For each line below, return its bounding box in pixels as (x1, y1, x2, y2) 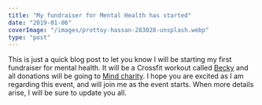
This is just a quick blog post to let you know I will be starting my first (8, 55, 232, 64)
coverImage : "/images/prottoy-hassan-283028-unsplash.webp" (8, 26, 210, 34)
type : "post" (8, 33, 51, 42)
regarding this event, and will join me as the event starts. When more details (8, 80, 254, 89)
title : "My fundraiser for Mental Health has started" (8, 11, 192, 20)
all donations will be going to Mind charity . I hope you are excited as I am (8, 71, 244, 81)
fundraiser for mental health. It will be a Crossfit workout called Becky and (8, 63, 249, 73)
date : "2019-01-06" (8, 19, 72, 27)
